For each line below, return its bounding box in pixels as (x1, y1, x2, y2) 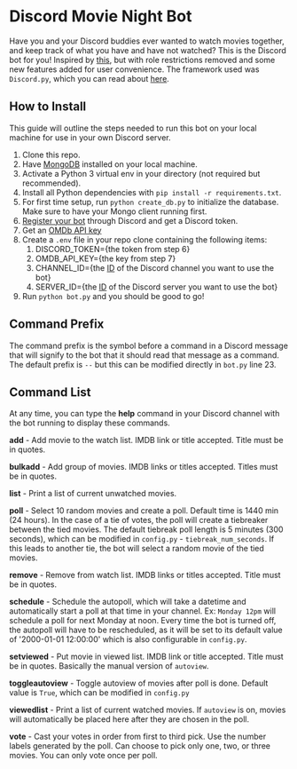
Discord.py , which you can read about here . (9, 73, 170, 83)
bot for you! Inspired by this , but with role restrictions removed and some (9, 54, 276, 65)
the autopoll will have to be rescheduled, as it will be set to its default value (9, 624, 284, 636)
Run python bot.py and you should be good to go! (21, 290, 205, 301)
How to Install (9, 99, 87, 115)
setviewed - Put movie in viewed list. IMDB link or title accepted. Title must (9, 651, 284, 662)
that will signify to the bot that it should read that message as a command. (9, 349, 279, 361)
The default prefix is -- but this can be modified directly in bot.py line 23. (9, 359, 277, 369)
